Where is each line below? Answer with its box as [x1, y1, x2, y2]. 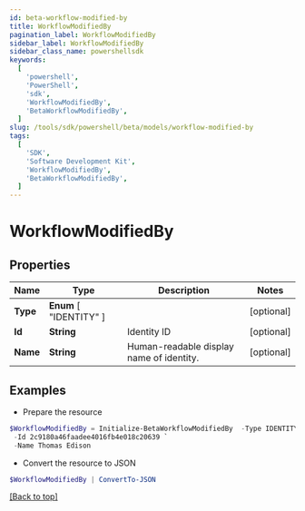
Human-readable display [126, 340, 234, 353]
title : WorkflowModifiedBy [9, 22, 112, 31]
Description [158, 284, 211, 297]
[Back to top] [9, 491, 58, 502]
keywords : [9, 55, 47, 64]
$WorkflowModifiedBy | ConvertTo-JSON [9, 475, 156, 484]
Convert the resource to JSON [22, 457, 136, 468]
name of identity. [126, 351, 200, 364]
